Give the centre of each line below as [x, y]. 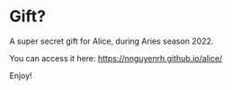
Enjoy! [21, 75]
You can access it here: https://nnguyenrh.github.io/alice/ [116, 58]
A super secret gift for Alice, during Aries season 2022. [112, 41]
